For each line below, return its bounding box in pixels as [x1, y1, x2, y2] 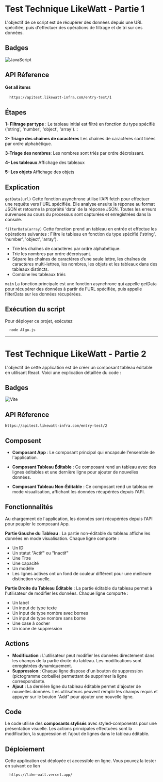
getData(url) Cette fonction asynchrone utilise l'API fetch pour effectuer [5, 195, 150, 202]
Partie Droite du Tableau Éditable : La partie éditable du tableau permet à [5, 585, 153, 591]
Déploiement [5, 745, 45, 753]
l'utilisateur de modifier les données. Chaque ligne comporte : [5, 590, 129, 596]
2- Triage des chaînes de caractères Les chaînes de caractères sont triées [5, 136, 156, 142]
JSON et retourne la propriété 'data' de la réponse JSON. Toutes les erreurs [5, 206, 157, 212]
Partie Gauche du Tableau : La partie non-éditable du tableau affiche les [5, 530, 150, 536]
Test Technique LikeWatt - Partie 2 [5, 348, 147, 359]
